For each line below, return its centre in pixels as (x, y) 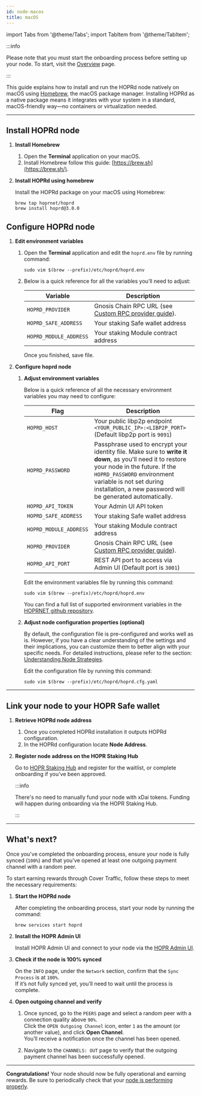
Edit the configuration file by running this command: (88, 671)
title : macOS (22, 17)
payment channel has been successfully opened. (84, 1057)
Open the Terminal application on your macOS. (82, 157)
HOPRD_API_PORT (48, 564)
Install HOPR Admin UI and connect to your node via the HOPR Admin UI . (104, 948)
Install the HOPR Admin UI (48, 936)
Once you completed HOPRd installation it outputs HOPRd (95, 732)
